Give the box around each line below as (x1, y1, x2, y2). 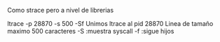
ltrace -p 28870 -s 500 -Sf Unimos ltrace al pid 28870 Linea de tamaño (7, 20, 214, 27)
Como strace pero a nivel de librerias (7, 6, 114, 14)
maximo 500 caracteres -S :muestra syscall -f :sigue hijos (7, 27, 174, 35)
